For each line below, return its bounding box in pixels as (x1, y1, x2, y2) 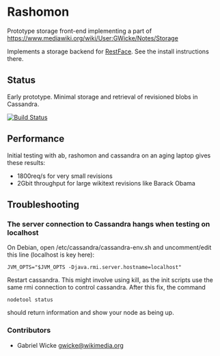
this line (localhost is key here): (7, 251, 94, 259)
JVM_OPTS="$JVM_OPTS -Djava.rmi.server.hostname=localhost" (7, 264, 182, 271)
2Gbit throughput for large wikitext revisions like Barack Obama (16, 179, 196, 187)
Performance (7, 133, 65, 144)
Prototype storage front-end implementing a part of (7, 27, 152, 35)
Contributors (7, 326, 51, 335)
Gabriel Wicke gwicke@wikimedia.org (16, 341, 124, 349)
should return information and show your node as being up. (7, 309, 174, 317)
